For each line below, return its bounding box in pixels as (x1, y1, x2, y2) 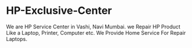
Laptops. (6, 35, 28, 42)
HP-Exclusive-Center (6, 4, 112, 17)
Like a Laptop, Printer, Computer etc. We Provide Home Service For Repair (6, 29, 186, 36)
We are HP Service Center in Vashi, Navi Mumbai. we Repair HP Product (6, 23, 181, 30)
